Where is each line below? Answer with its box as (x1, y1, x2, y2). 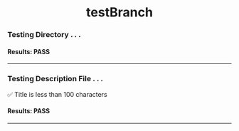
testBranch (86, 4, 153, 21)
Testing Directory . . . (7, 30, 81, 40)
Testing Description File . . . (7, 74, 103, 84)
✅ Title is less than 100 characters (7, 90, 108, 98)
